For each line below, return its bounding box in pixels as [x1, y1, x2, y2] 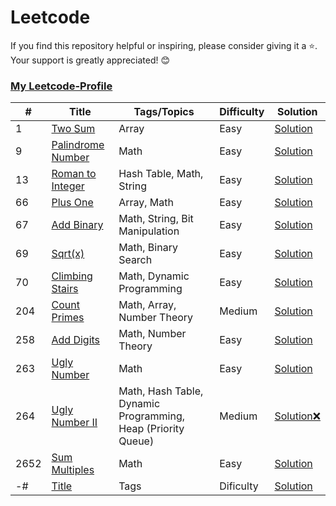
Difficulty [219, 105, 265, 119]
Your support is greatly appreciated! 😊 [10, 54, 171, 66]
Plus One [51, 196, 94, 210]
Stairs [51, 282, 79, 296]
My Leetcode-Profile [10, 79, 113, 93]
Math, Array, [118, 298, 177, 312]
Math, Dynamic [118, 269, 190, 283]
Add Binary [51, 218, 104, 232]
